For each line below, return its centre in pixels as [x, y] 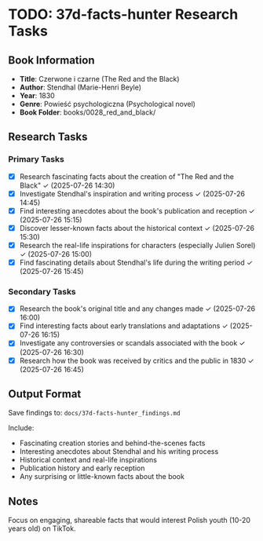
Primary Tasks [36, 159]
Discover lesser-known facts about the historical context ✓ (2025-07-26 [137, 228]
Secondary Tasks [42, 291]
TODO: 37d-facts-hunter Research [123, 15]
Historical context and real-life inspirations [88, 460]
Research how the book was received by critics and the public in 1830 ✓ [137, 360]
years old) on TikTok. [42, 528]
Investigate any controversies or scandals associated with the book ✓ [132, 343]
